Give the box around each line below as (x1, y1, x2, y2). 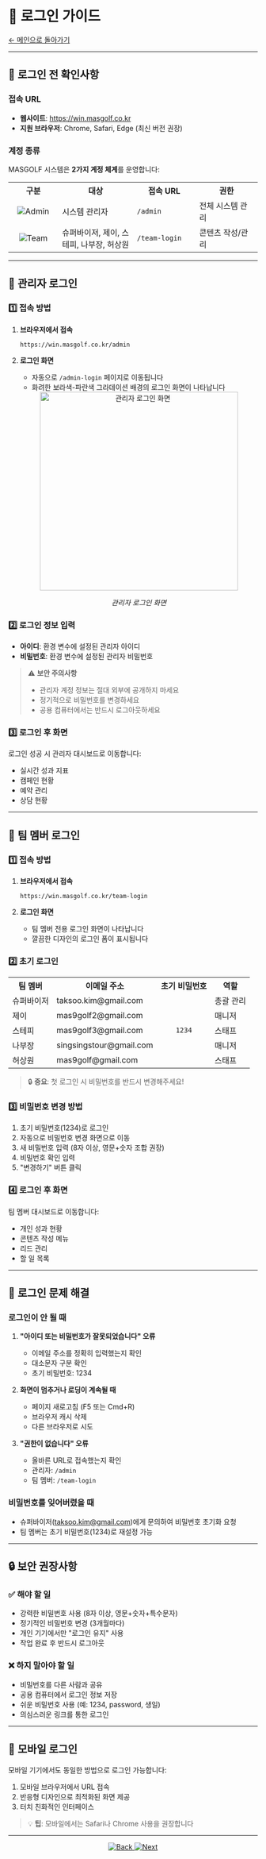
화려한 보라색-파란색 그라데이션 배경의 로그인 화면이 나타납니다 (31, 382, 226, 391)
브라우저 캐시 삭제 (31, 1412, 87, 1421)
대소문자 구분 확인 (31, 1359, 87, 1368)
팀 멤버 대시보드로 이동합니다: (8, 1206, 100, 1216)
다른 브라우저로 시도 (31, 1422, 93, 1432)
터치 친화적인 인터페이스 (19, 1802, 95, 1811)
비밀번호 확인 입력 (19, 1153, 75, 1163)
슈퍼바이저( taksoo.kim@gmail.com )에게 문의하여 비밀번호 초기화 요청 (19, 1517, 237, 1526)
